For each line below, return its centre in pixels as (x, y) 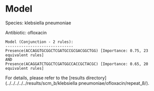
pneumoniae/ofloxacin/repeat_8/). (114, 83)
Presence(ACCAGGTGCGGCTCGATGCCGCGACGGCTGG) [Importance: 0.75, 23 (77, 51)
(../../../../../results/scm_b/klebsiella (41, 83)
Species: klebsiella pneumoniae (38, 23)
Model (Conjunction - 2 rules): (39, 42)
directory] (96, 78)
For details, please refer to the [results (45, 78)
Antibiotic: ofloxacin (26, 32)
